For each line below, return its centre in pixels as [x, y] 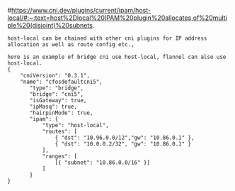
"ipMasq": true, [53, 107]
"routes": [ [60, 131]
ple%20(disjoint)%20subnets [50, 25]
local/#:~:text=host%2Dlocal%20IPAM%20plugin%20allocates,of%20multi [117, 18]
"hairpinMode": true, [61, 113]
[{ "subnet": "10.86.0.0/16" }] [103, 163]
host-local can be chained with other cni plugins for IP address [107, 38]
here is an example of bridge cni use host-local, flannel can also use [117, 57]
